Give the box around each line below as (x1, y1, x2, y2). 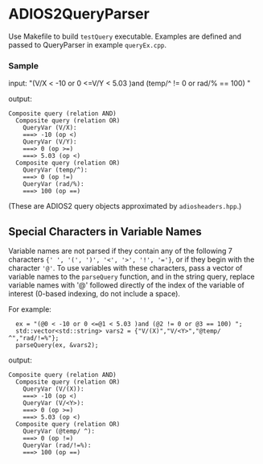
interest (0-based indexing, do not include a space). (8, 289, 181, 299)
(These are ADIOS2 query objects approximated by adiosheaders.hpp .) (8, 201, 242, 211)
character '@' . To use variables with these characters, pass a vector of (8, 263, 243, 273)
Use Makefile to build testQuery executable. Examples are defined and (8, 31, 242, 41)
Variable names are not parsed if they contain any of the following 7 (8, 246, 233, 256)
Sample (8, 60, 39, 71)
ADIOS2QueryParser (8, 5, 150, 23)
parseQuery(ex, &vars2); (15, 342, 99, 350)
